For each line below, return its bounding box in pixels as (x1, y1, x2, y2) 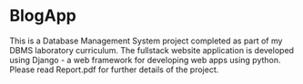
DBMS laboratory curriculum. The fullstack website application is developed (9, 44, 294, 55)
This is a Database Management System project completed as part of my (9, 35, 283, 46)
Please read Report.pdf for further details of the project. (9, 64, 219, 75)
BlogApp (9, 5, 77, 26)
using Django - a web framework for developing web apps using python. (9, 54, 281, 65)
